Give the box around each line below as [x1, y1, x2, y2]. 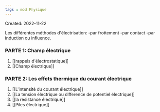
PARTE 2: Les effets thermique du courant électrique [5, 75, 132, 82]
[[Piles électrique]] [12, 102, 50, 108]
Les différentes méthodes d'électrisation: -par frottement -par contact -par [5, 30, 156, 35]
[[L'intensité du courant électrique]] [12, 86, 84, 92]
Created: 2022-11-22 [5, 20, 47, 26]
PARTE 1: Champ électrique [5, 47, 71, 54]
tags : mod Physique [5, 7, 47, 12]
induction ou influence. [5, 35, 51, 41]
